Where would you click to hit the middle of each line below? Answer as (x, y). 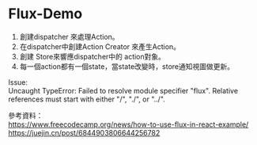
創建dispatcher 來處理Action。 (70, 36)
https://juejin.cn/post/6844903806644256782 (84, 132)
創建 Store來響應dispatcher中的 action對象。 (93, 56)
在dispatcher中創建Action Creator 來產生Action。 (100, 46)
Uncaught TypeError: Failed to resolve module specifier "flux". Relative (123, 90)
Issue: (18, 82)
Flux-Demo (45, 14)
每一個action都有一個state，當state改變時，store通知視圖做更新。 (127, 66)
